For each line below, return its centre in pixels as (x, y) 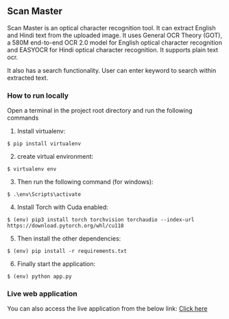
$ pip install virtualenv (44, 144)
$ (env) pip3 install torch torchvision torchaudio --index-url (101, 220)
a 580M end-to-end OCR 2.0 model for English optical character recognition (115, 42)
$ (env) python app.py (39, 277)
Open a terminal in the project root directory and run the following (100, 111)
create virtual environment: (55, 157)
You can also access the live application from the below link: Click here (107, 309)
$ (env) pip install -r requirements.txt (67, 251)
